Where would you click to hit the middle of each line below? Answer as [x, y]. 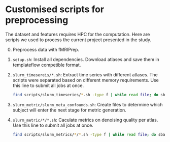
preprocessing [37, 20]
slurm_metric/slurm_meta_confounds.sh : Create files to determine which [88, 104]
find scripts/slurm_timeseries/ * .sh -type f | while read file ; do [86, 95]
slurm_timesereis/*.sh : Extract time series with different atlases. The [85, 74]
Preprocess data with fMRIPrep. [46, 49]
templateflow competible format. [47, 65]
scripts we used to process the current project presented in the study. [78, 40]
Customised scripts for [55, 9]
